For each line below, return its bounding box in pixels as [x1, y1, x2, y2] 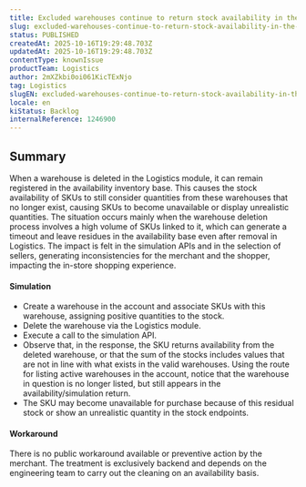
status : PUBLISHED [9, 30, 79, 39]
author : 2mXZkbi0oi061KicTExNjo [9, 73, 132, 82]
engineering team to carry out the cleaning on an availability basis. [9, 468, 260, 479]
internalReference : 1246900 [9, 115, 117, 124]
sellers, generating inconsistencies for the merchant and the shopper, [9, 249, 270, 260]
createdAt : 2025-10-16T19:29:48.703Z [9, 38, 153, 48]
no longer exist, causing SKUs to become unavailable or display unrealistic [9, 201, 290, 212]
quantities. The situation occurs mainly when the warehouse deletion [9, 211, 269, 222]
